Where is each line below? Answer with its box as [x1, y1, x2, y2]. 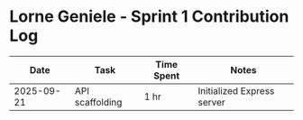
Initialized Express [197, 84, 275, 97]
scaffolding [74, 96, 123, 108]
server [197, 96, 225, 108]
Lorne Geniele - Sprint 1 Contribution [9, 6, 289, 27]
